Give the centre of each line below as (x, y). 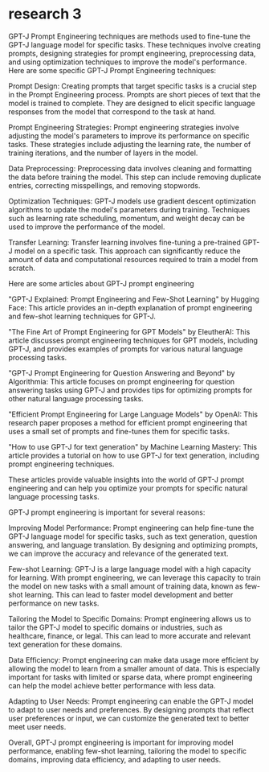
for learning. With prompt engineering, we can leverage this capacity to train (134, 577)
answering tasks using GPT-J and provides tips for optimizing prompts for (130, 390)
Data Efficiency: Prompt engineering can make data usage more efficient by (134, 659)
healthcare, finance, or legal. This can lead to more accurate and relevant (130, 635)
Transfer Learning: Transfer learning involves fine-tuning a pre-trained (124, 242)
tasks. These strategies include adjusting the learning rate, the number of (130, 144)
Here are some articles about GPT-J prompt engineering (101, 283)
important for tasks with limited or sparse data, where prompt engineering (130, 677)
